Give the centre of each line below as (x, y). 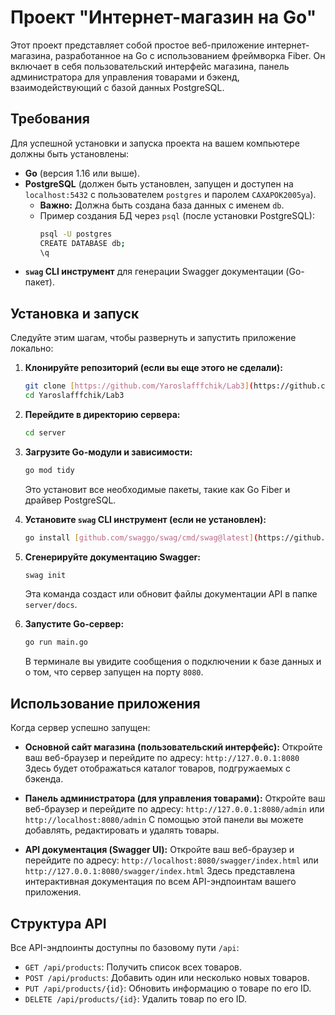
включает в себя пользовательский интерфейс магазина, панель (150, 66)
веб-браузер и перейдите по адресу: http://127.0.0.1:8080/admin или (174, 809)
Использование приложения (105, 703)
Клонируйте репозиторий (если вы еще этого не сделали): (153, 368)
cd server (45, 432)
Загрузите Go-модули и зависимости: (108, 452)
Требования (50, 119)
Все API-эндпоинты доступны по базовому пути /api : (125, 947)
